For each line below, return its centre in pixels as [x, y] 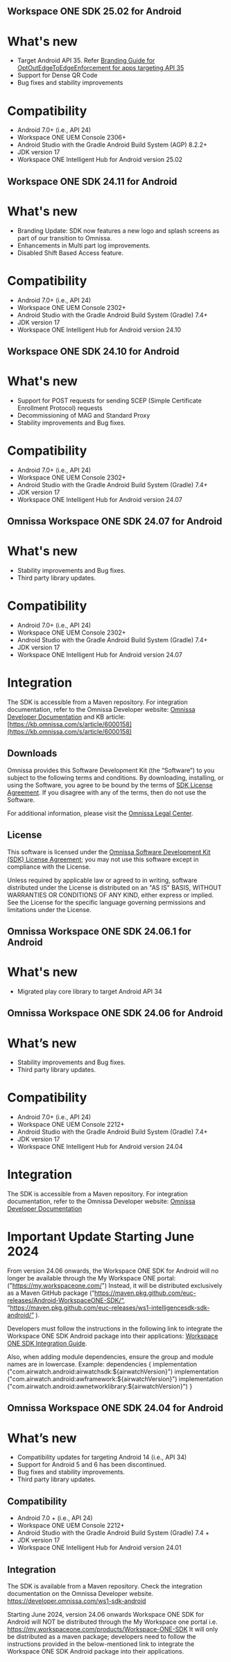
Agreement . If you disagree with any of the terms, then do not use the [107, 792]
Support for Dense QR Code [58, 75]
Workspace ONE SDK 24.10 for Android [93, 351]
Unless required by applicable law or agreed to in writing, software [102, 880]
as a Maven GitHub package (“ [51, 1293]
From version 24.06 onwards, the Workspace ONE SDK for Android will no [113, 1271]
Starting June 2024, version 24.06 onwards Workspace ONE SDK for [106, 1615]
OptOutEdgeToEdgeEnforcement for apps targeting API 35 [101, 68]
